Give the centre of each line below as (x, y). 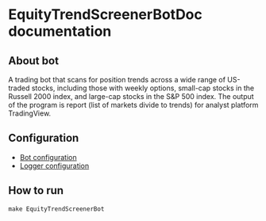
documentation (60, 31)
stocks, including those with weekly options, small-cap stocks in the (143, 88)
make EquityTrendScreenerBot (56, 209)
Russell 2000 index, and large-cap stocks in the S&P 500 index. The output (131, 96)
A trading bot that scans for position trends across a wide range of (117, 80)
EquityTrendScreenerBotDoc (105, 15)
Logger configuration (54, 166)
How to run (36, 191)
